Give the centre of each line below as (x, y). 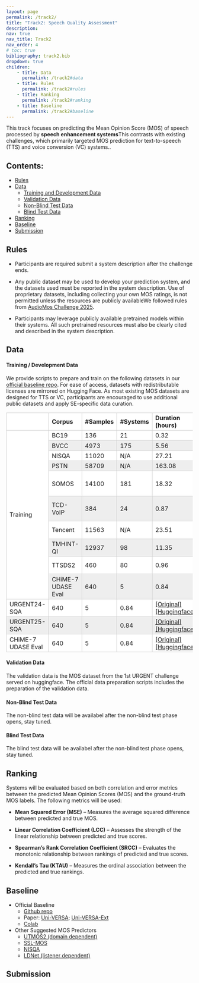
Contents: (25, 166)
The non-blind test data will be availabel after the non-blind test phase (92, 715)
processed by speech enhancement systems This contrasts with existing (96, 134)
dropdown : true (25, 61)
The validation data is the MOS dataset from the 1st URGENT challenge (92, 676)
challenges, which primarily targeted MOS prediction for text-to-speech (94, 141)
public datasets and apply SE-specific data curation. (70, 403)
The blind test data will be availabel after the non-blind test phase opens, (95, 749)
